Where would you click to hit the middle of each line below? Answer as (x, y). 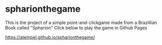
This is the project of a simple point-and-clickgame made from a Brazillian (81, 22)
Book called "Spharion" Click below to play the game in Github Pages (76, 27)
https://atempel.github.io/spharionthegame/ (50, 37)
